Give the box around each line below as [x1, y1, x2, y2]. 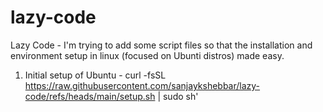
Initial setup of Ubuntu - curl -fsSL [24, 69, 167, 81]
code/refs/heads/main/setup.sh [24, 90, 156, 102]
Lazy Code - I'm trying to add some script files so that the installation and [10, 39, 313, 51]
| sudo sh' [157, 90, 199, 102]
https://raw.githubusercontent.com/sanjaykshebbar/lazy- [24, 79, 261, 91]
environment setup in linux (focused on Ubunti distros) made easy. [10, 49, 285, 61]
